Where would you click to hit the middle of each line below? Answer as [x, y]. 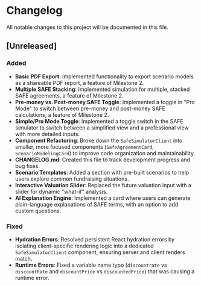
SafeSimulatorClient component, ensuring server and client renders [100, 252]
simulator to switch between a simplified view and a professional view [102, 128]
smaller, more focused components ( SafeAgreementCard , [84, 147]
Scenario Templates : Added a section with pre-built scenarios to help [102, 172]
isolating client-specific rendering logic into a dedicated [84, 246]
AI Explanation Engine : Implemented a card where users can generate [103, 198]
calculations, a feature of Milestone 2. [62, 114]
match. [24, 258]
